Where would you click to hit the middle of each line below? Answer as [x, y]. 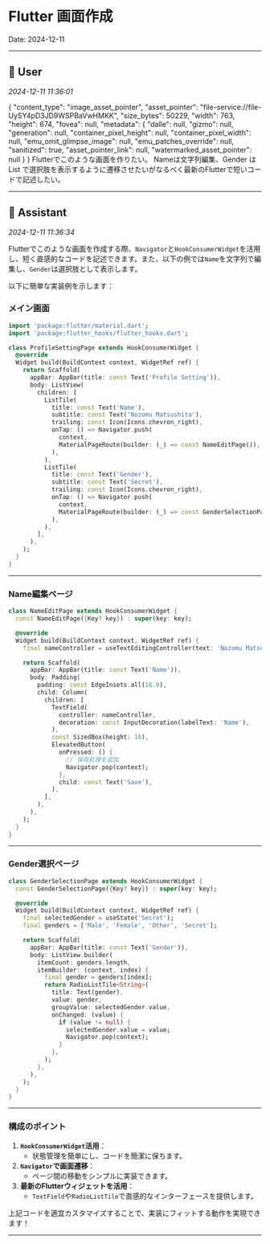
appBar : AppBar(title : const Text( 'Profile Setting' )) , [125, 378]
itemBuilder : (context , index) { [93, 970]
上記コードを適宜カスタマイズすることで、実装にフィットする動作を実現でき [135, 1213]
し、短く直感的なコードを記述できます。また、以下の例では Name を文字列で [131, 259]
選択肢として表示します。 [100, 268]
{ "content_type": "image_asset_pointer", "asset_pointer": [103, 107]
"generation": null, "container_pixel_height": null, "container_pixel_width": [130, 133]
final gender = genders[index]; [98, 977]
